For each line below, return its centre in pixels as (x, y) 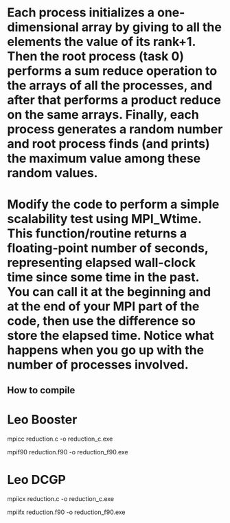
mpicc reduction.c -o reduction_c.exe (60, 439)
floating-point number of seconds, (108, 248)
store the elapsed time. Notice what (111, 336)
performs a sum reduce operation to (112, 71)
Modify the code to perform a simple (113, 205)
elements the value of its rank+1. (101, 42)
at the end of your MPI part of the (103, 306)
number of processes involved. (98, 365)
